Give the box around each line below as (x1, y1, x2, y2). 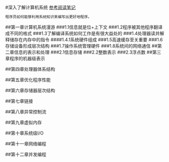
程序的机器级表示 (9, 55, 45, 61)
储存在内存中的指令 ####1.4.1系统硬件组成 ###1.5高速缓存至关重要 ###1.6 (9, 37, 163, 43)
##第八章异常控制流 (5, 108, 46, 114)
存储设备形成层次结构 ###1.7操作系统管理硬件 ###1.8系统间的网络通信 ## (5, 43, 158, 49)
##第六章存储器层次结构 (5, 87, 55, 93)
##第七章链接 (5, 98, 33, 104)
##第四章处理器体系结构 (5, 66, 55, 72)
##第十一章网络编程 (5, 140, 46, 146)
